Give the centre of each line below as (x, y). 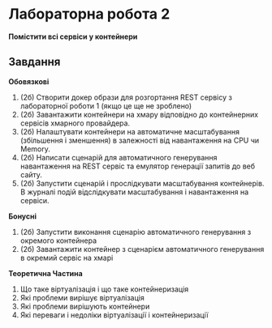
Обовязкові (29, 81)
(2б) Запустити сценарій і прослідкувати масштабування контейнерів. (142, 183)
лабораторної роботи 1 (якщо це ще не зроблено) (106, 105)
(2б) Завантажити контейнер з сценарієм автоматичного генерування (142, 249)
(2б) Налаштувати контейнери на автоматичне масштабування (130, 131)
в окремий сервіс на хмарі (67, 258)
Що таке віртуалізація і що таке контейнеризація (104, 289)
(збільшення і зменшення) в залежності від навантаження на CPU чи (140, 140)
